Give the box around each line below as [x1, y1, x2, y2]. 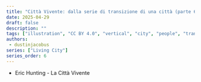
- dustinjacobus [8, 42, 50, 48]
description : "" [6, 25, 47, 31]
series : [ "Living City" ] [6, 48, 68, 53]
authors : [6, 36, 28, 42]
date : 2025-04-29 [6, 14, 50, 20]
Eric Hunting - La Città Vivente [14, 69, 90, 76]
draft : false [6, 20, 39, 26]
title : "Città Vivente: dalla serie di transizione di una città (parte [6, 8, 191, 15]
